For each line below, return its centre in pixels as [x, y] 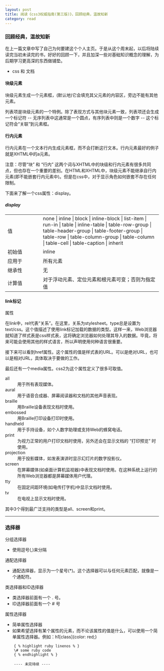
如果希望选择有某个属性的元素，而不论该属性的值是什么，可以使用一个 [83, 630]
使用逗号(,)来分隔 [30, 549]
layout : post [18, 10]
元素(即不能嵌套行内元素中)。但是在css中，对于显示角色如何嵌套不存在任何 [81, 177]
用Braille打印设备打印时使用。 [47, 418]
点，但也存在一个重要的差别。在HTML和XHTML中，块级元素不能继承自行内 [81, 171]
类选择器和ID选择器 [24, 587]
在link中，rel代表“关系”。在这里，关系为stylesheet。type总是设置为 [73, 323]
